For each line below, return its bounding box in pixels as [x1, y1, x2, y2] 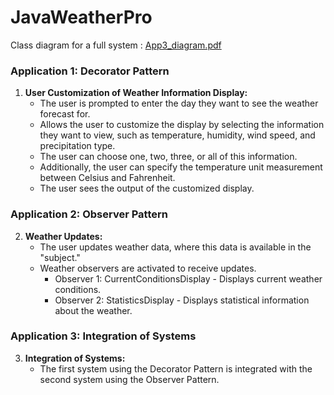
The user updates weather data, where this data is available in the [39, 241, 312, 253]
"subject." [39, 251, 81, 263]
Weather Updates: [24, 230, 103, 242]
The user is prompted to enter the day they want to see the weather [39, 97, 319, 110]
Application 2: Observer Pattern [10, 207, 168, 221]
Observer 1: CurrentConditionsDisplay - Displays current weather [54, 272, 323, 285]
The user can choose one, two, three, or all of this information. [39, 151, 298, 163]
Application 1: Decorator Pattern [10, 64, 170, 78]
